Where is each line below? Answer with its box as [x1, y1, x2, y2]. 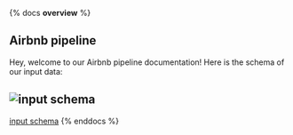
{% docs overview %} [9, 8, 91, 18]
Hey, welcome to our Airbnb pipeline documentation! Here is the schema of [9, 57, 285, 67]
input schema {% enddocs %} [9, 115, 120, 126]
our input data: [9, 66, 63, 76]
